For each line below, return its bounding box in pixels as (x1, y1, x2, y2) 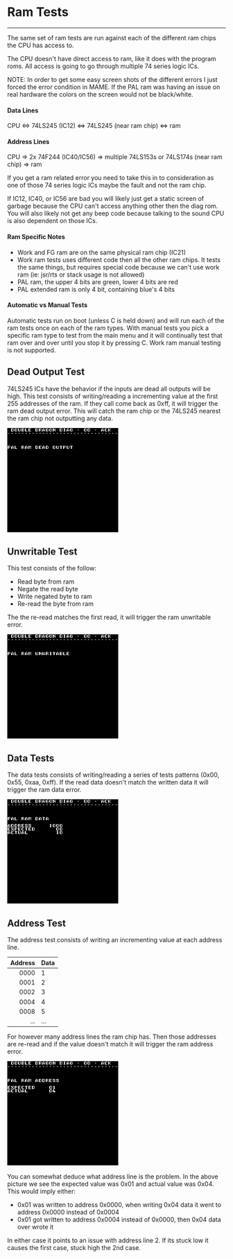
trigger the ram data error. (7, 786, 82, 794)
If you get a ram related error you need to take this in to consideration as (7, 174, 214, 182)
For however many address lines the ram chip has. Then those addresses (7, 1032, 217, 1041)
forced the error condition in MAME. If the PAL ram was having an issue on (7, 83, 221, 91)
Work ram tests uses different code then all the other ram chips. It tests (17, 255, 221, 264)
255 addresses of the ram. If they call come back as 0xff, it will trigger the (7, 399, 218, 407)
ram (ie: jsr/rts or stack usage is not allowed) (17, 270, 145, 279)
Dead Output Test (7, 366, 85, 378)
